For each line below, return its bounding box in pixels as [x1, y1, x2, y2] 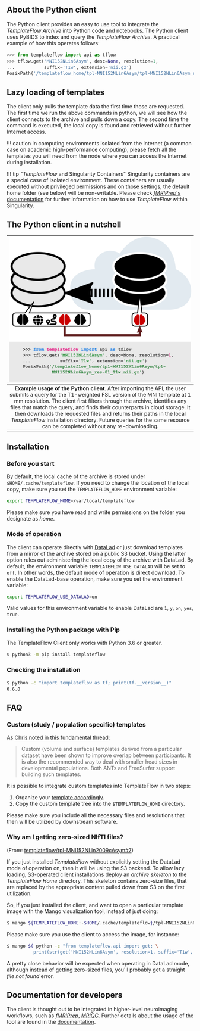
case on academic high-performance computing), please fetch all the [7, 146, 177, 154]
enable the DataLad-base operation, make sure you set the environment [7, 575, 183, 583]
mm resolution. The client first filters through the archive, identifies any [14, 397, 187, 404]
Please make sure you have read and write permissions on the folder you [7, 509, 185, 516]
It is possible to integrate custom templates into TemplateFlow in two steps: [7, 783, 191, 790]
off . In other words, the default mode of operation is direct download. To [7, 569, 185, 576]
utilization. [7, 890, 32, 897]
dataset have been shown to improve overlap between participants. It [21, 752, 191, 759]
